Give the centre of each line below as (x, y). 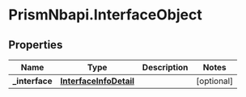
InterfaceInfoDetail (98, 81)
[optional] (214, 81)
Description (165, 67)
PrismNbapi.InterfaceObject (105, 15)
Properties (36, 45)
